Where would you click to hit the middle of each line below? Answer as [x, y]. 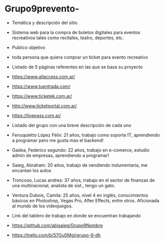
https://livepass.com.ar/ [36, 115]
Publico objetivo [28, 47]
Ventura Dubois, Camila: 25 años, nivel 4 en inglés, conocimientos [80, 195]
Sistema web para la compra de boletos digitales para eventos [76, 32]
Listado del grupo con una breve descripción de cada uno [71, 125]
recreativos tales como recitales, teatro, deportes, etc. [68, 38]
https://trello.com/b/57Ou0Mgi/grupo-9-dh [56, 235]
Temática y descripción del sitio [45, 23]
